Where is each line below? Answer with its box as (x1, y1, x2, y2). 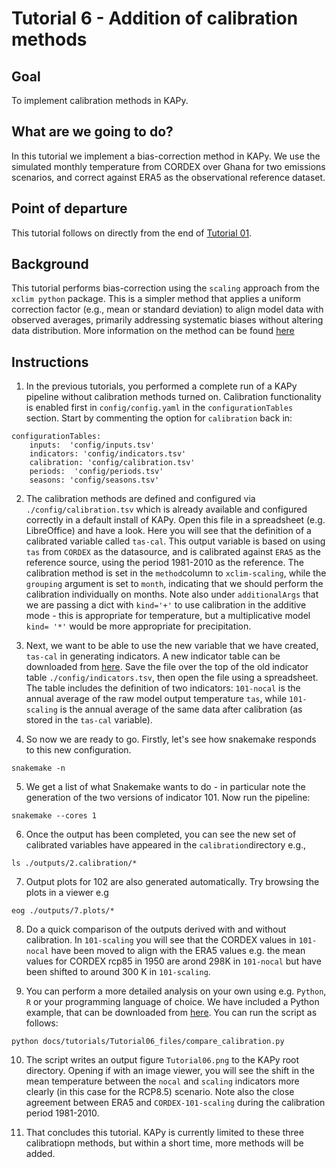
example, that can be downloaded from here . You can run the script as (25, 1007, 318, 1019)
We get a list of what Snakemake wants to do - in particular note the (25, 781, 306, 793)
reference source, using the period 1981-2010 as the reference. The (25, 557, 304, 569)
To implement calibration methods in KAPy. (11, 95, 189, 106)
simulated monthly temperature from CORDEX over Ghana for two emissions (11, 160, 326, 172)
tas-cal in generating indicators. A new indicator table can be (25, 650, 281, 662)
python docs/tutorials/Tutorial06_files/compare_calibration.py (11, 1037, 285, 1047)
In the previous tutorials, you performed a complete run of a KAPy (25, 380, 298, 392)
